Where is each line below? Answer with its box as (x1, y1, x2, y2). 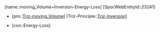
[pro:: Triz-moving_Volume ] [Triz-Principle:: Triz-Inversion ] (11, 13, 127, 19)
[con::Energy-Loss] (11, 22, 51, 28)
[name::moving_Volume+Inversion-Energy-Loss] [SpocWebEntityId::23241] (4, 4, 156, 10)
